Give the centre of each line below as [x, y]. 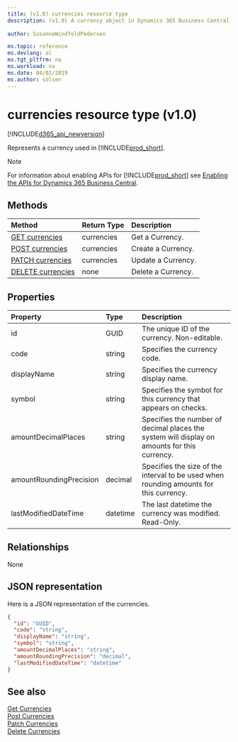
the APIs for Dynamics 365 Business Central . [73, 183]
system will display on [178, 437]
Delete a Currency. [162, 272]
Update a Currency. [164, 260]
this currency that [171, 399]
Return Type [103, 226]
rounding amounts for [177, 484]
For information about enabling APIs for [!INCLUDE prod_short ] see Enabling [118, 175]
